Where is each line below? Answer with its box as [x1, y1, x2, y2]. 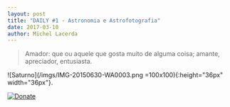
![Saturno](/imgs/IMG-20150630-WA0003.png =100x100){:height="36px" [7, 71, 224, 79]
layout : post [7, 10, 46, 18]
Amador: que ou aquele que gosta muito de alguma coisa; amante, [24, 50, 221, 58]
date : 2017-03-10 [7, 23, 59, 30]
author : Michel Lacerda [7, 30, 78, 38]
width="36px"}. [7, 79, 53, 87]
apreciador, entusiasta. [24, 57, 93, 66]
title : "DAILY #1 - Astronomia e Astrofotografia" [7, 17, 161, 24]
